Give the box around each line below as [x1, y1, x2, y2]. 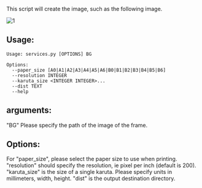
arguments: [6, 105, 52, 116]
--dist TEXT [12, 83, 43, 89]
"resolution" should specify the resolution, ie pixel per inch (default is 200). [6, 162, 196, 169]
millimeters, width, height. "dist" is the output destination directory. [6, 175, 176, 182]
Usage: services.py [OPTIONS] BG [6, 51, 92, 57]
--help [12, 88, 29, 94]
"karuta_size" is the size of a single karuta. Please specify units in [6, 168, 173, 176]
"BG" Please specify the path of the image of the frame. [6, 121, 148, 129]
